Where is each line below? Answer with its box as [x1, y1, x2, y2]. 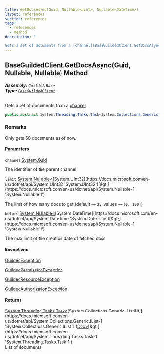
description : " [5, 35, 36, 40]
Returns [5, 297, 22, 303]
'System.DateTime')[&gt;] [70, 215, 121, 221]
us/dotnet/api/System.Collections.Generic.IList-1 [5, 318, 102, 324]
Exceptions [5, 247, 28, 252]
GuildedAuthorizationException [5, 286, 68, 292]
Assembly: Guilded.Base [5, 83, 55, 88]
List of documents [5, 344, 41, 350]
